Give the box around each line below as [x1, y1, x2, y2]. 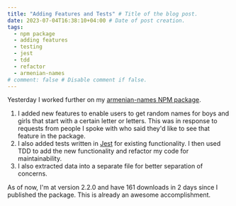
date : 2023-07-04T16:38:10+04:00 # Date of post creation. [7, 17, 186, 24]
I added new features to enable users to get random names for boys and [17, 109, 230, 118]
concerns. [17, 169, 47, 178]
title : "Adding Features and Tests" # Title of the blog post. [7, 10, 198, 18]
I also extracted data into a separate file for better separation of [17, 162, 203, 171]
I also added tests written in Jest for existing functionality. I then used [17, 139, 221, 148]
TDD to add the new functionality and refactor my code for [17, 147, 189, 156]
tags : [7, 23, 23, 30]
